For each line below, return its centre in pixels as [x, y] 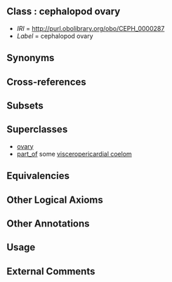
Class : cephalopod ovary [64, 12]
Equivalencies [38, 176]
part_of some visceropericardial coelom [74, 154]
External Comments [51, 271]
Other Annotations [48, 223]
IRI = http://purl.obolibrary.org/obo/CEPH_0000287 [91, 28]
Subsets [25, 106]
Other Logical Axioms [55, 200]
